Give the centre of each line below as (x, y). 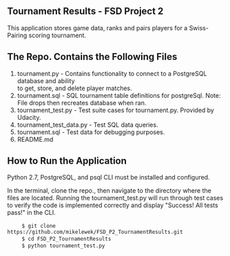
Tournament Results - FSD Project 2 (85, 11)
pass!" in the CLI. (32, 213)
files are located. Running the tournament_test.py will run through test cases (115, 198)
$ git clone (39, 226)
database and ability (46, 81)
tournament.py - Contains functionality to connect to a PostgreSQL (112, 73)
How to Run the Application (67, 161)
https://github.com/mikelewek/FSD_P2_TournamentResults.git (95, 232)
